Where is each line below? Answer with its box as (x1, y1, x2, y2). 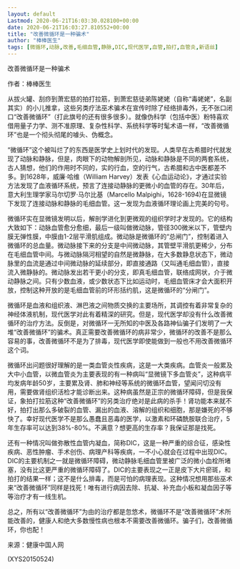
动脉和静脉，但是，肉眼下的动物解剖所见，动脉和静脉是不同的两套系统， (19, 154, 233, 163)
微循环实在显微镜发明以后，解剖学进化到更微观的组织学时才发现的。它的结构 (7, 214, 233, 222)
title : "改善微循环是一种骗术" (7, 30, 90, 38)
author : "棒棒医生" (7, 37, 61, 44)
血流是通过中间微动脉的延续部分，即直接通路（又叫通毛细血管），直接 (26, 259, 230, 267)
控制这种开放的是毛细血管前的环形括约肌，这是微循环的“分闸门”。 (19, 286, 214, 294)
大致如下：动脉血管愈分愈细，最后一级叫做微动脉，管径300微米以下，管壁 (7, 223, 226, 232)
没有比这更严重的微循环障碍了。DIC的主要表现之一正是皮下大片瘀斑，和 (19, 465, 231, 474)
